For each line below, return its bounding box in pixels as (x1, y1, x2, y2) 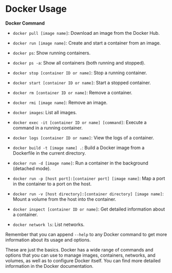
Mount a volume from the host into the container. (12, 196, 117, 202)
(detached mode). (12, 165, 51, 172)
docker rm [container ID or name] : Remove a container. (12, 89, 132, 95)
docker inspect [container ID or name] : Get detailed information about (12, 206, 165, 212)
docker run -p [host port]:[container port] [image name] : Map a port (12, 175, 165, 181)
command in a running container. (12, 124, 83, 131)
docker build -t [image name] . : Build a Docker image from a (12, 144, 145, 151)
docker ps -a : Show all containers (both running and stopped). (12, 59, 145, 66)
